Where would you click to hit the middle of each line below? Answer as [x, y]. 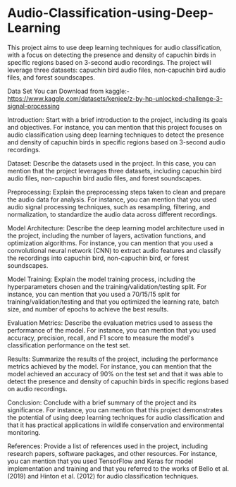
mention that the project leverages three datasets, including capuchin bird [114, 171]
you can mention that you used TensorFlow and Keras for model [100, 461]
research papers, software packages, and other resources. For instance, [112, 453]
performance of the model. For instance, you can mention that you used [112, 330]
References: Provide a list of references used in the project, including [108, 446]
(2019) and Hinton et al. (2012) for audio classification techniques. [103, 476]
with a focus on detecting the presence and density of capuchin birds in [112, 55]
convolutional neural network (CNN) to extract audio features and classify [114, 250]
